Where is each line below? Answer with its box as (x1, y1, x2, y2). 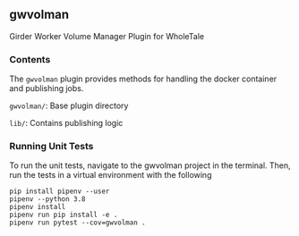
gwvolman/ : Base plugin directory (9, 100, 129, 111)
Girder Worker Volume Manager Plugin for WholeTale (9, 30, 205, 41)
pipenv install (9, 203, 66, 212)
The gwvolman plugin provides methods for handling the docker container (9, 73, 278, 84)
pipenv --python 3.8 (9, 195, 87, 204)
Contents (9, 53, 51, 65)
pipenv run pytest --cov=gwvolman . (9, 218, 146, 227)
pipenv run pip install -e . (9, 210, 118, 220)
